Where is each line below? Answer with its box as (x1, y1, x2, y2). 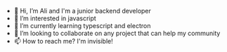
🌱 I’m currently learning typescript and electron (13, 22, 151, 30)
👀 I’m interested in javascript (13, 14, 96, 22)
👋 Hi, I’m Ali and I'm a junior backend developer (13, 7, 151, 15)
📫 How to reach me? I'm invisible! (13, 37, 114, 45)
